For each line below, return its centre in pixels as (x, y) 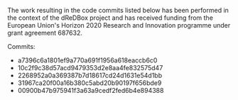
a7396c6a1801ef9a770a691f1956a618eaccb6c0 (87, 60)
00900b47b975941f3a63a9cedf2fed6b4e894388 (91, 90)
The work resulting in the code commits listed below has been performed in (118, 10)
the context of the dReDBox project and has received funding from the (110, 18)
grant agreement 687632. (45, 33)
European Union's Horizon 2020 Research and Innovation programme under (119, 25)
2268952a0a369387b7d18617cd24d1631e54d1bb (90, 75)
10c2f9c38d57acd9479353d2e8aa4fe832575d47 (90, 68)
